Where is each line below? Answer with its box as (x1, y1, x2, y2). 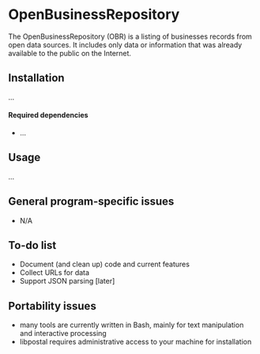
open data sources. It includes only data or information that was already (8, 40, 243, 49)
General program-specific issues (8, 195, 175, 209)
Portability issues (8, 299, 96, 313)
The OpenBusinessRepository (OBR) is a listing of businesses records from (8, 32, 253, 41)
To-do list (8, 239, 57, 252)
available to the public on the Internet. (8, 48, 132, 58)
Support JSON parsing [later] (19, 277, 115, 286)
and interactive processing (19, 329, 107, 338)
